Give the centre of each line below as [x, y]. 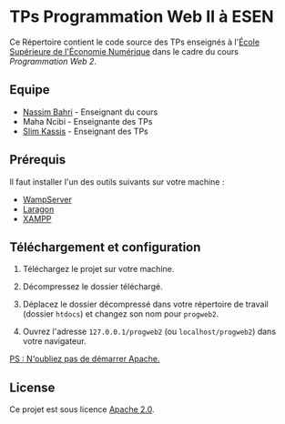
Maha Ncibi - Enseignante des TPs [87, 121]
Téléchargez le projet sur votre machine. [98, 269]
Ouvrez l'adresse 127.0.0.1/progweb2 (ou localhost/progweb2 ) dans [149, 332]
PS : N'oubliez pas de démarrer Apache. [85, 359]
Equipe [30, 90]
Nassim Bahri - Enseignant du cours [90, 112]
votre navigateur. [54, 341]
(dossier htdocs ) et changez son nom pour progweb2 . [121, 314]
